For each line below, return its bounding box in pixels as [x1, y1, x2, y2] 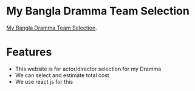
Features [6, 45, 52, 59]
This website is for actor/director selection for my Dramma [15, 65, 162, 72]
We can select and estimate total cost [15, 71, 109, 79]
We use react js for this [15, 78, 74, 85]
